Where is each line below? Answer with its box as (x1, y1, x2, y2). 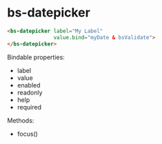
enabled (17, 81, 41, 89)
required (17, 103, 42, 111)
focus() (17, 130, 38, 138)
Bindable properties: (7, 53, 65, 61)
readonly (17, 88, 43, 96)
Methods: (7, 116, 34, 125)
